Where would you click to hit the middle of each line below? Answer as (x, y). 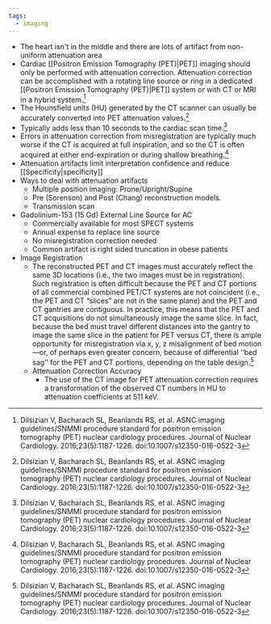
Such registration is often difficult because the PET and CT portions (144, 284)
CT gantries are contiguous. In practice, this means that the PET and (146, 310)
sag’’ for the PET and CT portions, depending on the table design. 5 (143, 362)
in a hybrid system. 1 (53, 99)
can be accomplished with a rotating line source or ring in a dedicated (136, 81)
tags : (17, 16)
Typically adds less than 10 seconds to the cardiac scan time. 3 (124, 127)
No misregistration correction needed (94, 241)
